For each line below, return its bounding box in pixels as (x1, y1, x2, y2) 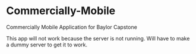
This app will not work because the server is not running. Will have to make (6, 35, 190, 42)
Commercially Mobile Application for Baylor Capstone (6, 23, 138, 31)
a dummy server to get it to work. (6, 41, 88, 48)
